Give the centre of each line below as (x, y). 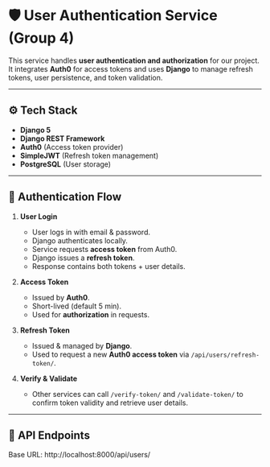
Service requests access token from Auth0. (104, 249)
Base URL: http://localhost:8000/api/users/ (80, 455)
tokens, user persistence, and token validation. (86, 77)
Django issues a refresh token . (83, 258)
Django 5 (35, 130)
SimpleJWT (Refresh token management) (89, 155)
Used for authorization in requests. (91, 314)
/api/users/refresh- (225, 355)
